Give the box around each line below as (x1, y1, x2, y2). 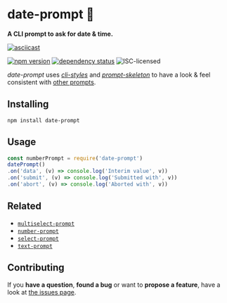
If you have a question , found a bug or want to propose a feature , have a (7, 281, 221, 289)
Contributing (7, 262, 65, 273)
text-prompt (17, 243, 53, 250)
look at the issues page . (7, 288, 77, 296)
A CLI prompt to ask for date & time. (7, 30, 114, 38)
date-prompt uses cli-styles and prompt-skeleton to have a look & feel (7, 70, 211, 79)
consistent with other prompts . (7, 77, 96, 86)
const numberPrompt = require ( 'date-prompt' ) (7, 155, 143, 162)
